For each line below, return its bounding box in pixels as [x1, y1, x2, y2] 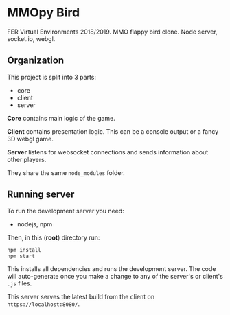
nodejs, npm [16, 220, 53, 228]
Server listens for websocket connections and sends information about [7, 148, 209, 156]
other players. [7, 155, 47, 163]
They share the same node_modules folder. [7, 168, 125, 176]
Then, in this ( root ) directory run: [7, 233, 100, 242]
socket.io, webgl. [7, 34, 56, 43]
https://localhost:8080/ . [7, 300, 80, 308]
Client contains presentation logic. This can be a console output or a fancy [7, 127, 219, 135]
